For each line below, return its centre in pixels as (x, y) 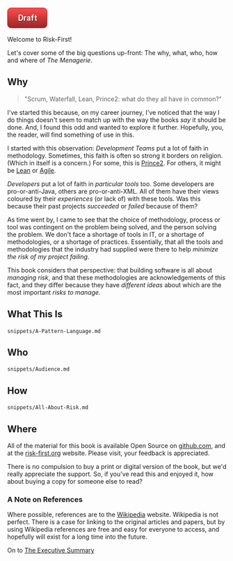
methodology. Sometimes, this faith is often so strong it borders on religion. (115, 155)
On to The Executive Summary (51, 551)
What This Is (35, 314)
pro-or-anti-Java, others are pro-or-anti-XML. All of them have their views (113, 191)
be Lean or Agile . (32, 170)
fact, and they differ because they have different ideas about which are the (114, 285)
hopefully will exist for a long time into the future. (77, 537)
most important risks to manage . (54, 292)
